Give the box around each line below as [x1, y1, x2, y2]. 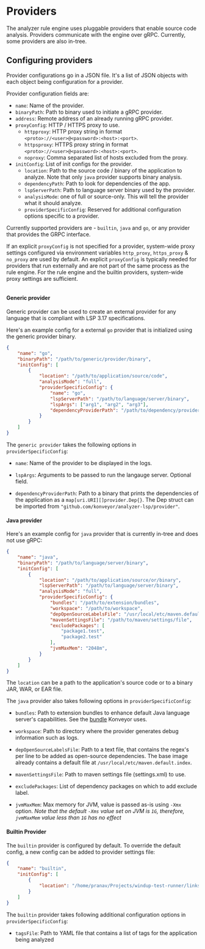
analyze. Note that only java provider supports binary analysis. [24, 173, 182, 180]
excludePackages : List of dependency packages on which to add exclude [15, 783, 197, 790]
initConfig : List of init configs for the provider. [15, 160, 133, 168]
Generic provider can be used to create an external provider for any [6, 308, 176, 315]
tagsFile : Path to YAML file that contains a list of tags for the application [15, 929, 197, 937]
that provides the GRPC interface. [6, 231, 91, 238]
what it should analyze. [24, 199, 82, 206]
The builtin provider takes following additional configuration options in [6, 910, 186, 918]
